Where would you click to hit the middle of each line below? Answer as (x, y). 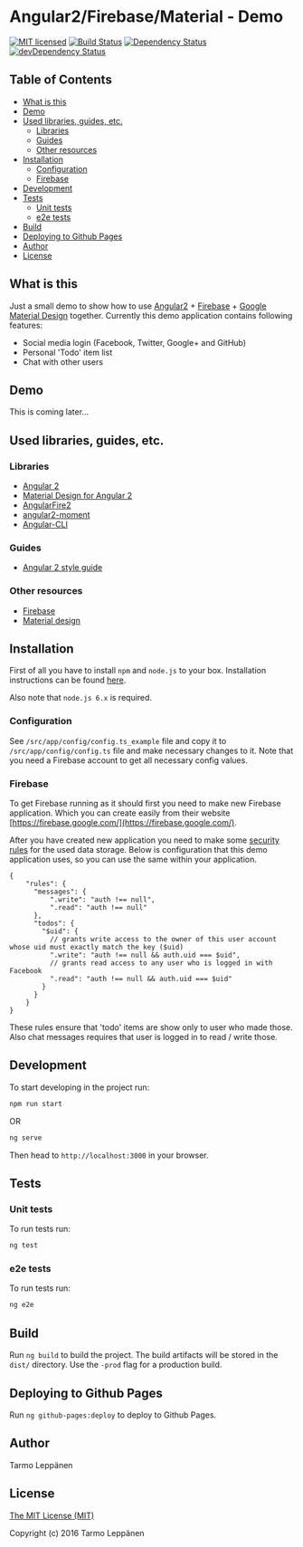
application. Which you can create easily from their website (120, 813)
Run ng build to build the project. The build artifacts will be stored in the (144, 1355)
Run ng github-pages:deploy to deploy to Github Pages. (113, 1415)
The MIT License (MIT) (52, 1515)
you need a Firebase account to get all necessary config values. (129, 760)
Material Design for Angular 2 (77, 496)
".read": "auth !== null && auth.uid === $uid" (141, 979)
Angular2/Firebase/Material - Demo (146, 17)
